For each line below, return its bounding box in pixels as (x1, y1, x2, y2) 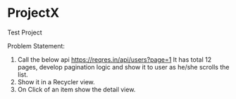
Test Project (7, 28, 42, 37)
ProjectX (7, 5, 60, 21)
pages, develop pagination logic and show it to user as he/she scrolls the (17, 62, 230, 71)
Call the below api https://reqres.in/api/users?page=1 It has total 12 (17, 55, 212, 64)
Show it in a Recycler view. (17, 77, 95, 86)
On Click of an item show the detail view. (17, 85, 136, 93)
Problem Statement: (7, 41, 66, 50)
